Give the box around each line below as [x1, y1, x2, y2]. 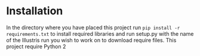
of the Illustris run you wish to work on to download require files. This [6, 36, 177, 43]
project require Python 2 [6, 43, 66, 50]
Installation [6, 4, 63, 18]
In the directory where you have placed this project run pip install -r [6, 24, 180, 31]
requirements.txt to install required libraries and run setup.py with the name [6, 30, 194, 37]
